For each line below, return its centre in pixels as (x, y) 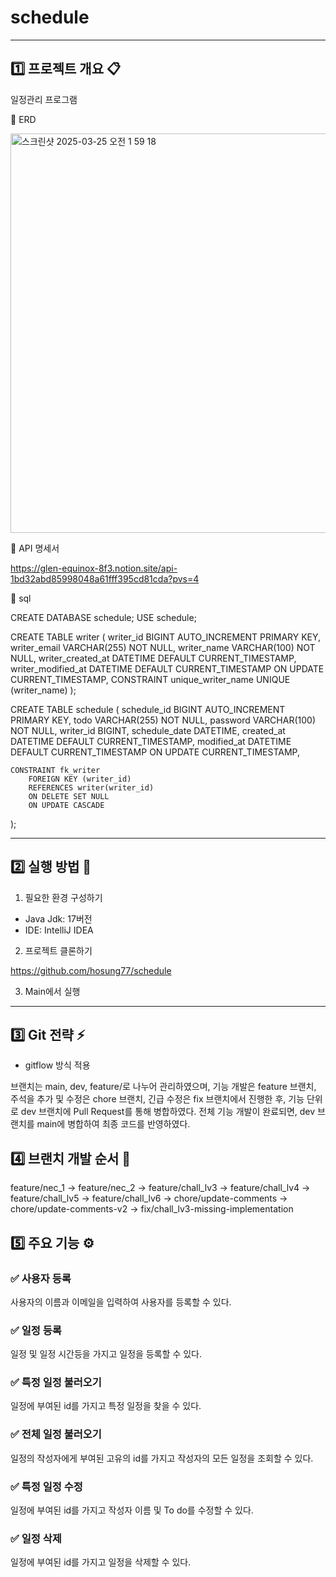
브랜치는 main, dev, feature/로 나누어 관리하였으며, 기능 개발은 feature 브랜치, (163, 1087)
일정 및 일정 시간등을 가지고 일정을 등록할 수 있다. (106, 1354)
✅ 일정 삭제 (36, 1538)
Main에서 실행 (52, 991)
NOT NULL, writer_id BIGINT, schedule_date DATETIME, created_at (148, 730)
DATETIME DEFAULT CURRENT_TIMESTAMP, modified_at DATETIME (151, 741)
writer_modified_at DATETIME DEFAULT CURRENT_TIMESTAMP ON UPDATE (167, 668)
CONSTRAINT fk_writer (55, 770)
